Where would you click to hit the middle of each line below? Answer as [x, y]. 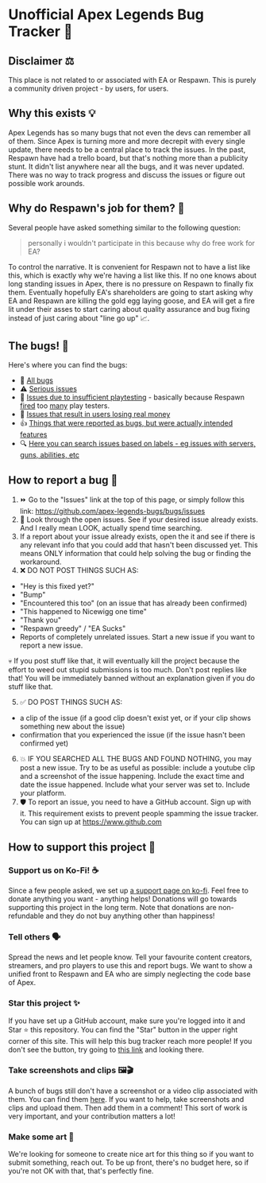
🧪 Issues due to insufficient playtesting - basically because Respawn [132, 397]
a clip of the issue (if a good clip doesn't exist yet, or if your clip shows [135, 718]
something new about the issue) [72, 726]
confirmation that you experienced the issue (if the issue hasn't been [133, 735]
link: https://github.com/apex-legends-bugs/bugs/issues [112, 512]
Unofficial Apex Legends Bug [106, 15]
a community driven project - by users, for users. [89, 88]
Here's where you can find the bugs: [68, 365]
